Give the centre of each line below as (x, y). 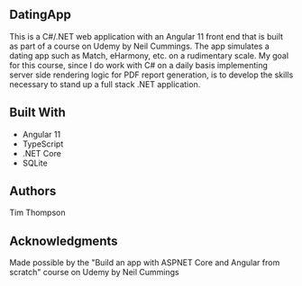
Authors (33, 191)
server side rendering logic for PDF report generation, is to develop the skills (151, 75)
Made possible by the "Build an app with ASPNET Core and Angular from (145, 263)
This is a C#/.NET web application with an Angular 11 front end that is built (146, 36)
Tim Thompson (37, 213)
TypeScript (43, 144)
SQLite (35, 163)
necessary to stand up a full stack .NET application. (105, 84)
